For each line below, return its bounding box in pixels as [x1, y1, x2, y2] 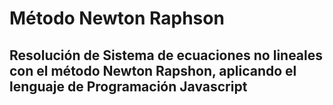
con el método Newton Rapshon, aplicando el [9, 62, 297, 79]
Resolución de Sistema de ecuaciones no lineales [9, 47, 324, 64]
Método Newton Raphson [9, 7, 225, 30]
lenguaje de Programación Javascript [9, 78, 248, 95]
